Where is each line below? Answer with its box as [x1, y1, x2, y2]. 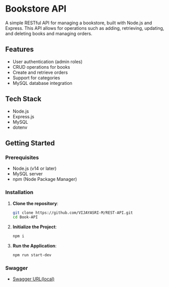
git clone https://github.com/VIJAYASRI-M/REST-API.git [12, 210, 133, 215]
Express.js [12, 113, 34, 119]
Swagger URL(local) [12, 276, 55, 282]
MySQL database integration [12, 80, 72, 86]
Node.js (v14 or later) [12, 165, 57, 172]
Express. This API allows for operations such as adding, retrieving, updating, [5, 25, 164, 31]
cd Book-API [12, 215, 38, 220]
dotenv [12, 124, 28, 130]
